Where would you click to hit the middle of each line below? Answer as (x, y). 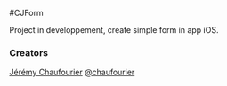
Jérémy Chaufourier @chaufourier (72, 72)
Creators (29, 52)
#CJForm (26, 13)
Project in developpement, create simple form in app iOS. (114, 30)
